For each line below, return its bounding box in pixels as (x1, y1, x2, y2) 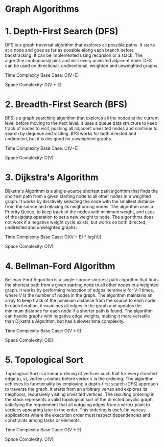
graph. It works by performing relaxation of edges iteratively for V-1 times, (5, 287, 154, 293)
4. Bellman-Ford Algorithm (5, 261, 116, 272)
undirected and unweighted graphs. (5, 224, 77, 230)
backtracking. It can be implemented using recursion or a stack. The (5, 52, 143, 58)
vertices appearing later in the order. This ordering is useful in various (5, 407, 146, 413)
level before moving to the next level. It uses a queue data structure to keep (5, 120, 158, 126)
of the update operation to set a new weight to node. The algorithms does (5, 214, 154, 220)
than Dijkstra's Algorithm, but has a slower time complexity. (5, 318, 125, 324)
